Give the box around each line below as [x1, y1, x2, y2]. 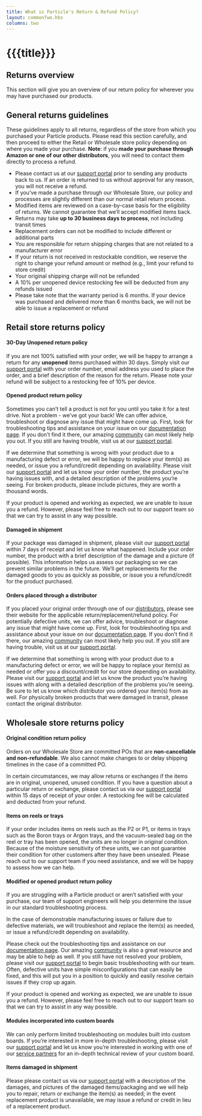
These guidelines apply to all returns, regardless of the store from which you [6, 126, 197, 133]
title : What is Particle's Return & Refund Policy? [6, 8, 139, 15]
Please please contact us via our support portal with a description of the [6, 1077, 186, 1084]
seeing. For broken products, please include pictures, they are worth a [6, 481, 181, 488]
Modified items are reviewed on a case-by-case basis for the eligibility [14, 202, 190, 209]
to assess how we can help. [6, 864, 75, 871]
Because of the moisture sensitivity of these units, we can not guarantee [6, 845, 186, 852]
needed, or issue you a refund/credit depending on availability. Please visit [6, 461, 192, 469]
